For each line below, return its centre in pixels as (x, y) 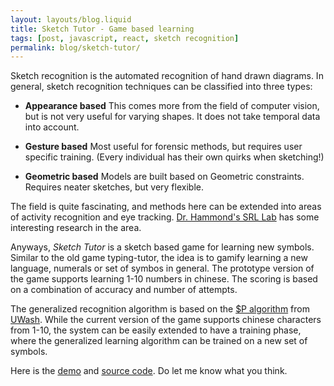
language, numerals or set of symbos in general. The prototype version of (162, 268)
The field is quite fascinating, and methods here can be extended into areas (166, 207)
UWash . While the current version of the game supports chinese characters (166, 320)
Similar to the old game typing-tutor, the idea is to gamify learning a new (159, 258)
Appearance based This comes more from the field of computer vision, (172, 106)
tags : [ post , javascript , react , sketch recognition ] (125, 38)
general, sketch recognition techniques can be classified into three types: (161, 87)
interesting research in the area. (76, 228)
